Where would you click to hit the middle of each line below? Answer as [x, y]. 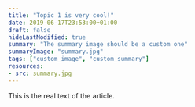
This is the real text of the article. [62, 95]
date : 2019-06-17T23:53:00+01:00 [63, 23]
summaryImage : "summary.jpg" [56, 52]
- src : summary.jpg [40, 73]
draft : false [29, 30]
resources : [26, 66]
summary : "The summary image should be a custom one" [98, 45]
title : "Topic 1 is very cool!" [61, 15]
